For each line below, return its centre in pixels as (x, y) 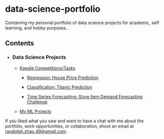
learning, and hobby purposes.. (37, 28)
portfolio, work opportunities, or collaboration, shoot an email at (69, 126)
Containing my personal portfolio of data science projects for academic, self (82, 23)
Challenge (37, 102)
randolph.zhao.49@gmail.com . (36, 131)
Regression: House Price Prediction (63, 78)
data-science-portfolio (53, 9)
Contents (20, 43)
